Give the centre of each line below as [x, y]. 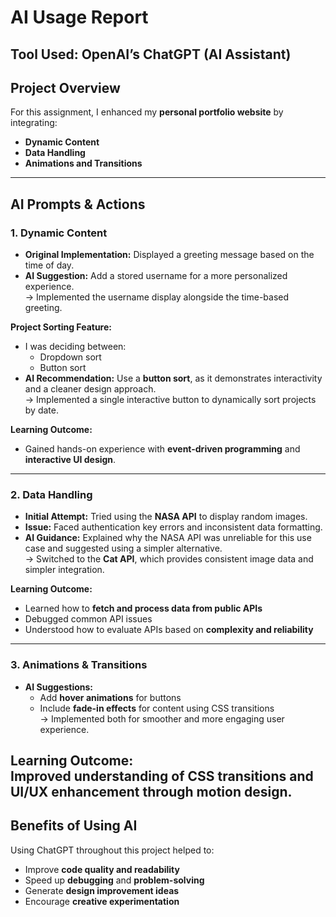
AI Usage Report [79, 17]
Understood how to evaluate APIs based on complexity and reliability [169, 630]
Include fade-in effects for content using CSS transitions [157, 708]
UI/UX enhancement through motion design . [151, 792]
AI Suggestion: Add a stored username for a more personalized [156, 276]
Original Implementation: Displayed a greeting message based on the [169, 255]
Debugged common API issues [88, 619]
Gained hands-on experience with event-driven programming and [162, 449]
